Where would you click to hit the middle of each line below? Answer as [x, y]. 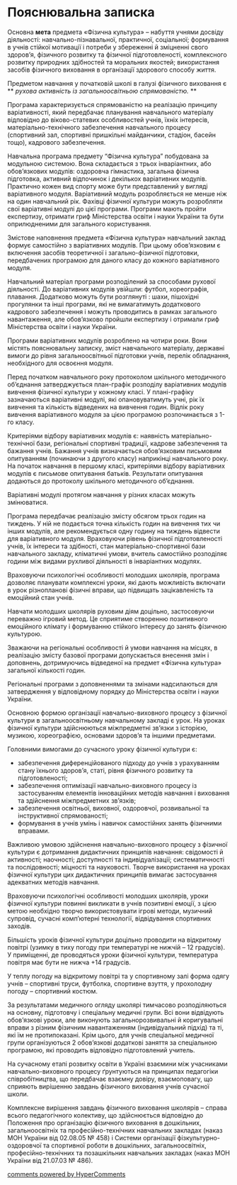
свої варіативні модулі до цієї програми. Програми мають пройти [107, 208]
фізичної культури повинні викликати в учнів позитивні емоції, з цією [112, 903]
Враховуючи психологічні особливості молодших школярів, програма [114, 574]
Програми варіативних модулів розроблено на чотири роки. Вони [107, 340]
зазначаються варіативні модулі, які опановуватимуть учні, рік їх [106, 399]
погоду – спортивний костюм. [52, 991]
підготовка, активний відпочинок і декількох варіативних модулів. [107, 179]
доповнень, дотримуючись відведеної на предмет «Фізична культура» [114, 662]
